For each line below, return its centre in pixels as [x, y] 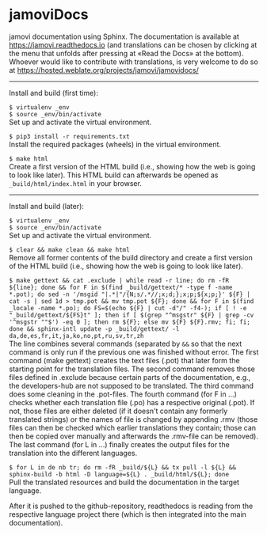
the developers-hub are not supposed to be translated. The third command [132, 385]
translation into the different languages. [73, 453]
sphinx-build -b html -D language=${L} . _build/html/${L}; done [119, 474]
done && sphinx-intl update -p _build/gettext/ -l [94, 329]
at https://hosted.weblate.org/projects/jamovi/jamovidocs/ [104, 70]
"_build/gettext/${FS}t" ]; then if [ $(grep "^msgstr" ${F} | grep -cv [132, 315]
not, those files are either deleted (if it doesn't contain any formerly [118, 411]
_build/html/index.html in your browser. [75, 183]
